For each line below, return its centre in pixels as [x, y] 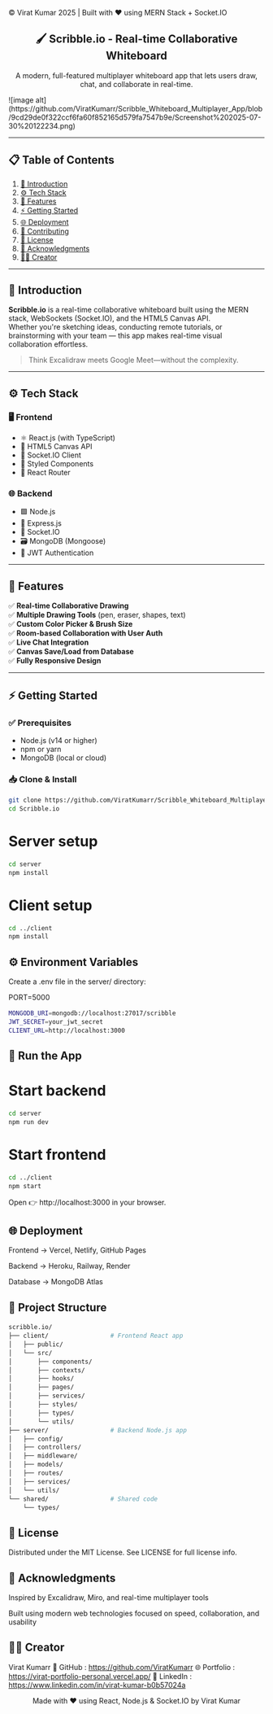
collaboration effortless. [48, 344]
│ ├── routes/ [36, 1473]
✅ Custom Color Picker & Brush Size [71, 624]
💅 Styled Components [57, 464]
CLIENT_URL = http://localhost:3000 [67, 1030]
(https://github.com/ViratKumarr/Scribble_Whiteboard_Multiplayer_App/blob [136, 108]
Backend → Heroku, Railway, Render [69, 1266]
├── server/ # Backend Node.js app [97, 1430]
